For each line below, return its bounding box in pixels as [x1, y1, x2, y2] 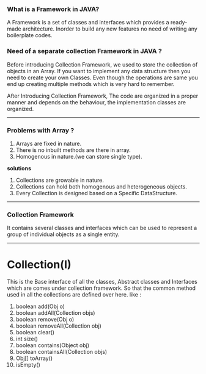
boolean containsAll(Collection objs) [15, 348, 108, 356]
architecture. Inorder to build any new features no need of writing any [22, 25, 197, 32]
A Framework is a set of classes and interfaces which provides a [7, 19, 170, 26]
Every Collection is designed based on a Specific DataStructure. [15, 189, 178, 196]
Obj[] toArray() [15, 354, 53, 362]
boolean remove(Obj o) [15, 316, 75, 323]
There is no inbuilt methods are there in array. [15, 146, 131, 154]
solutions [7, 164, 31, 172]
